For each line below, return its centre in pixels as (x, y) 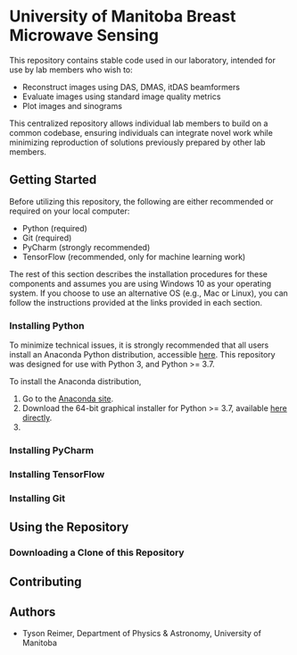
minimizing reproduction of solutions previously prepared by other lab (137, 142)
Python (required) (54, 228)
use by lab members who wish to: (71, 70)
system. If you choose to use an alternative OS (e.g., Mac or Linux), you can (148, 293)
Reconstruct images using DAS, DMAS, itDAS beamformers (131, 87)
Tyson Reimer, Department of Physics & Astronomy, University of (141, 634)
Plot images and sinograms (72, 105)
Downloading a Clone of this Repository (97, 553)
